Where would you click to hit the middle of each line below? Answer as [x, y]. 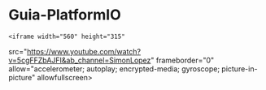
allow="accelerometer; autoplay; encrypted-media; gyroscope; [114, 69]
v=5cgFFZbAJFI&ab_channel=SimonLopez [80, 60]
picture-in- [240, 69]
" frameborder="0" [182, 60]
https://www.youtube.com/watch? [84, 51]
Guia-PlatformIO [65, 15]
